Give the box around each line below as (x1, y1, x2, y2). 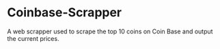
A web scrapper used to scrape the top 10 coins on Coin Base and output (7, 27, 213, 35)
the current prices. (7, 34, 59, 42)
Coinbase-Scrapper (7, 5, 122, 20)
